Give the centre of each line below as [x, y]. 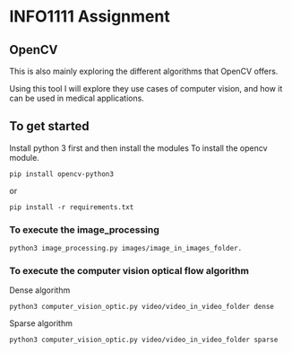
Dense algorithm [40, 290]
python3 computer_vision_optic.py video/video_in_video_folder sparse [144, 340]
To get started [49, 126]
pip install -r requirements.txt [72, 207]
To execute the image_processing [84, 229]
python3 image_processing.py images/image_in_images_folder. [126, 249]
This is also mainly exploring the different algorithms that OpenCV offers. [144, 71]
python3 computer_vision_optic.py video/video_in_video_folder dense [142, 307]
